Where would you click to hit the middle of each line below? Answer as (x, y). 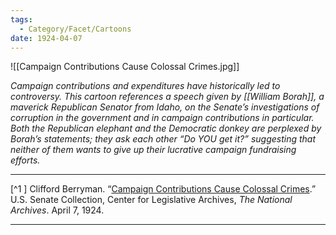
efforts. (25, 160)
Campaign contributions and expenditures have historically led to (145, 86)
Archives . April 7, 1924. (57, 210)
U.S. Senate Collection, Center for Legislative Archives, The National (151, 200)
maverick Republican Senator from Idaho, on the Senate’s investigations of (165, 107)
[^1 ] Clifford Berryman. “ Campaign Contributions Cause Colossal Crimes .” (163, 189)
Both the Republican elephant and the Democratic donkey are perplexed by (166, 128)
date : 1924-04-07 (46, 38)
